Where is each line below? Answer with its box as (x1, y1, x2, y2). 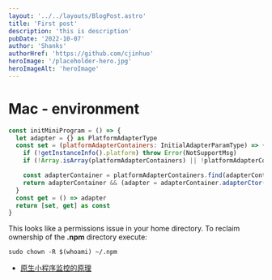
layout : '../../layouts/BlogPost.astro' (8, 11, 147, 20)
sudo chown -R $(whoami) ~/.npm (8, 248, 117, 256)
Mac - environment (8, 99, 140, 118)
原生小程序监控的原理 (19, 263, 91, 273)
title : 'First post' (8, 19, 79, 28)
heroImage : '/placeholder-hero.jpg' (8, 58, 132, 66)
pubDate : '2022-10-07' (8, 34, 85, 43)
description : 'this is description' (8, 27, 132, 35)
